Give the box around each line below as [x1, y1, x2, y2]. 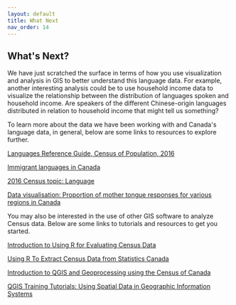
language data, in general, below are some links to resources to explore [7, 128, 217, 137]
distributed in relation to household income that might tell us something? [7, 107, 219, 115]
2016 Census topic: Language [7, 177, 95, 186]
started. [7, 227, 31, 235]
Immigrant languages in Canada [7, 163, 101, 171]
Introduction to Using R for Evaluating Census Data [7, 241, 156, 250]
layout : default [7, 10, 55, 18]
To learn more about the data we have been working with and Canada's [7, 120, 217, 129]
